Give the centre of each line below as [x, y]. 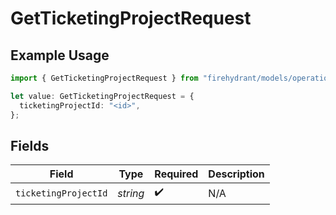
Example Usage [60, 55]
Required [176, 174]
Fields [30, 145]
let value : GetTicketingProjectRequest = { [102, 96]
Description [236, 174]
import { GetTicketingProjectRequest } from [104, 78]
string [131, 193]
